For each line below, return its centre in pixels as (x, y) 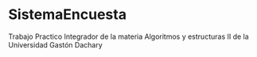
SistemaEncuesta (68, 15)
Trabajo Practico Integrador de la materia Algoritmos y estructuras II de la (128, 36)
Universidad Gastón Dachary (56, 44)
